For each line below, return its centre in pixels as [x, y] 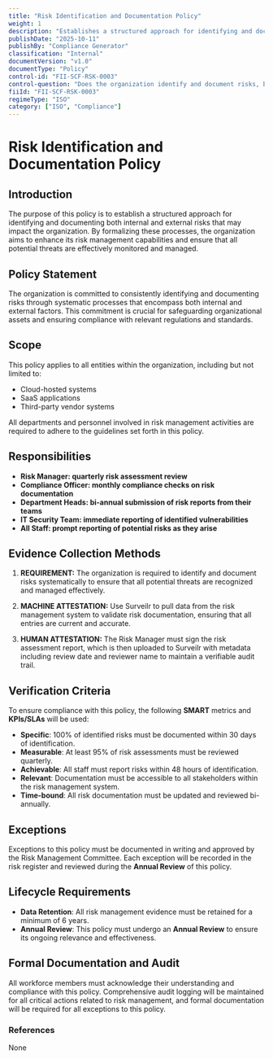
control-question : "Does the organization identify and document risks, [134, 84]
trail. [28, 665]
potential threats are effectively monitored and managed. [104, 248]
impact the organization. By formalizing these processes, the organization [132, 231]
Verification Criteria [60, 691]
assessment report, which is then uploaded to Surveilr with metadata [135, 648]
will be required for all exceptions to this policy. [87, 1009]
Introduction [41, 194]
